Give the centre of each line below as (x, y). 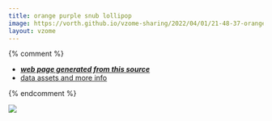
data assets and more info (64, 78)
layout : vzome (32, 31)
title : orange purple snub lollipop (70, 16)
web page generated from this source (85, 69)
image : (19, 23)
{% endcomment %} (42, 94)
